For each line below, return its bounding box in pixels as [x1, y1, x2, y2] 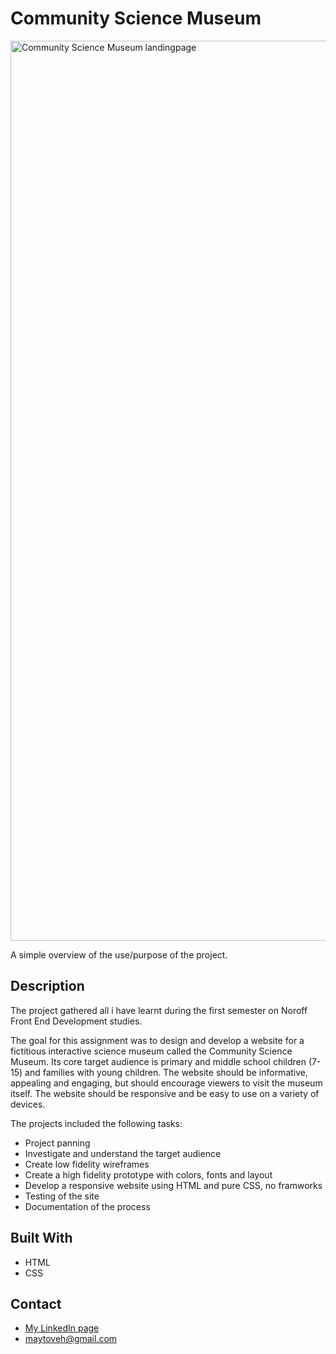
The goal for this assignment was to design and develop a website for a [10, 1034, 305, 1046]
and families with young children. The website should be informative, [24, 1066, 309, 1078]
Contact [10, 1295, 62, 1312]
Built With [10, 1230, 73, 1247]
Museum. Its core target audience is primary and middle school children [10, 1055, 307, 1067]
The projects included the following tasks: [10, 1117, 183, 1129]
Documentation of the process [24, 1200, 151, 1212]
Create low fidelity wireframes [24, 1158, 150, 1170]
